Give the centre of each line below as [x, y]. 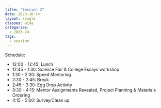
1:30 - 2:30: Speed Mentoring [41, 74]
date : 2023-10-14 [23, 14]
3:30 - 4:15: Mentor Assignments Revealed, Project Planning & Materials [84, 90]
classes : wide [19, 23]
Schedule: [15, 55]
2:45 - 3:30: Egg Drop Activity [42, 85]
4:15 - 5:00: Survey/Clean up [41, 100]
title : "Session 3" [25, 9]
